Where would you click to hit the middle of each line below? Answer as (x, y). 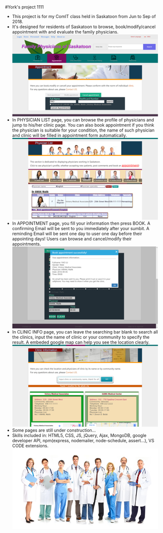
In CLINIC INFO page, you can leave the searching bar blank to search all (85, 332)
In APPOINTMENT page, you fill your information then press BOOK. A (81, 223)
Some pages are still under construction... (54, 430)
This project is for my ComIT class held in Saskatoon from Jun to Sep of (84, 16)
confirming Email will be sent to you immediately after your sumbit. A (81, 229)
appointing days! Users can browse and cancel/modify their (72, 239)
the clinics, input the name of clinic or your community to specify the (81, 337)
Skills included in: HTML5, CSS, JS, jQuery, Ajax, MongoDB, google (79, 435)
